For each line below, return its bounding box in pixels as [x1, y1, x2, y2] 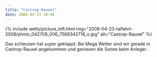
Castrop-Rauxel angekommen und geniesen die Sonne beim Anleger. [5, 46, 147, 52]
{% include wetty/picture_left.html [5, 25, 75, 31]
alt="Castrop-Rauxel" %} [100, 31, 152, 37]
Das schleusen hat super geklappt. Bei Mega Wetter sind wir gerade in [5, 40, 150, 46]
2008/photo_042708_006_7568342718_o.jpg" [5, 31, 100, 37]
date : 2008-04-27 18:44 [5, 12, 55, 17]
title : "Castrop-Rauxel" [5, 7, 57, 12]
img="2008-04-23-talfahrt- [75, 25, 133, 31]
